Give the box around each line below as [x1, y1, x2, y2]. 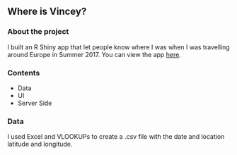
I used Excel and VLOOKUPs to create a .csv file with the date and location [7, 132, 225, 141]
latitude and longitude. [7, 140, 73, 149]
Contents [7, 68, 40, 77]
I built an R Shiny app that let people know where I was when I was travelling [7, 42, 230, 51]
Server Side [17, 99, 52, 107]
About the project [7, 27, 69, 37]
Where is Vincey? [7, 6, 87, 18]
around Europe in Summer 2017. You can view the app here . [7, 50, 182, 58]
